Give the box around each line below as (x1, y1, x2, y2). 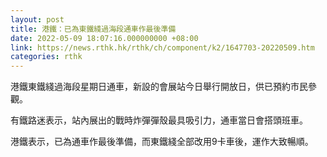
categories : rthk (10, 52, 83, 62)
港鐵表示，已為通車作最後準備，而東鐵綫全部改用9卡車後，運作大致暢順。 (10, 136, 314, 148)
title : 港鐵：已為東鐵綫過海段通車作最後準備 (10, 24, 177, 34)
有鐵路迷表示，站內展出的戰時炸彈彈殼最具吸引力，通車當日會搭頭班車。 (10, 114, 308, 126)
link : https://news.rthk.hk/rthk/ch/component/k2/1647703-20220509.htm (10, 42, 315, 53)
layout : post (10, 14, 65, 25)
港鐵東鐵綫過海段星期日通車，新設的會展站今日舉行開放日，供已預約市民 (10, 81, 308, 93)
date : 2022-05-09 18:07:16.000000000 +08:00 (10, 33, 199, 43)
